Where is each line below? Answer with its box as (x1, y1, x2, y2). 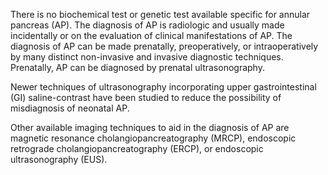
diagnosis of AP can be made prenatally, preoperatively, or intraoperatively (10, 40, 319, 52)
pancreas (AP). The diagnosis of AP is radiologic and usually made (10, 19, 285, 31)
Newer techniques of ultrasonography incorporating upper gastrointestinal (10, 81, 317, 93)
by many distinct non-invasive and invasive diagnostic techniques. (10, 51, 284, 63)
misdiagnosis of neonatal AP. (10, 102, 130, 114)
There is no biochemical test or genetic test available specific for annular (10, 9, 311, 20)
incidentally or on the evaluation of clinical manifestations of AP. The (10, 30, 293, 41)
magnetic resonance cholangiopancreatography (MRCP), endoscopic (10, 132, 297, 144)
